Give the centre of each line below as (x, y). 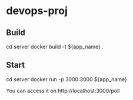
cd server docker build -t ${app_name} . (55, 46)
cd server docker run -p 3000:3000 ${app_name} (67, 79)
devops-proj (37, 11)
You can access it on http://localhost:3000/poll (63, 91)
